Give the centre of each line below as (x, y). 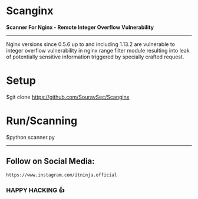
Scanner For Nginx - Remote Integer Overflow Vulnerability (80, 27)
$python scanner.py (30, 137)
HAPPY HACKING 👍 (35, 190)
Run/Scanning (42, 121)
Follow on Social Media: (51, 162)
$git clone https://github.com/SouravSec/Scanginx (68, 97)
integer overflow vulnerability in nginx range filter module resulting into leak (98, 50)
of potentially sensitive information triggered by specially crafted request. (95, 57)
